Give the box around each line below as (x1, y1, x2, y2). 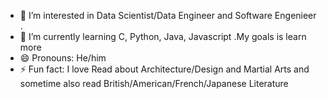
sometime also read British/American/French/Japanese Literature (19, 78, 289, 89)
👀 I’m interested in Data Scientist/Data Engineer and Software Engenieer (19, 10, 317, 21)
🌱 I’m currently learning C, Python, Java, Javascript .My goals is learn (19, 31, 307, 42)
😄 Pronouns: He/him (19, 52, 107, 64)
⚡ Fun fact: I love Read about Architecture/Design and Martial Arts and (19, 63, 310, 75)
